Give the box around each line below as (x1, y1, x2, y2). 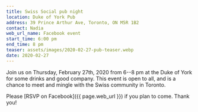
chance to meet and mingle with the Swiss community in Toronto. (6, 81, 166, 88)
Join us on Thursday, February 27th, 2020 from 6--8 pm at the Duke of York (6, 68, 193, 75)
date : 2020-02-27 (6, 52, 49, 58)
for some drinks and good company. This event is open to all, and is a (6, 75, 176, 82)
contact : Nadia (6, 25, 44, 31)
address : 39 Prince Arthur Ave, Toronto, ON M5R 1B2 (6, 19, 139, 25)
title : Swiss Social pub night (6, 8, 84, 15)
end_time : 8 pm (6, 42, 44, 48)
